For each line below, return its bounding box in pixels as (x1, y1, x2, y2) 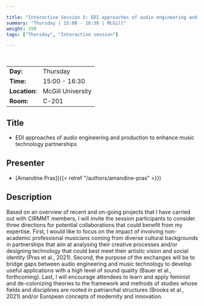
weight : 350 (6, 26, 37, 32)
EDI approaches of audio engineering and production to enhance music (15, 134, 195, 141)
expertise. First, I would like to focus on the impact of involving (6, 227, 164, 235)
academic (6, 234, 32, 241)
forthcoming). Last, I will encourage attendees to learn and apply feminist (6, 273, 191, 280)
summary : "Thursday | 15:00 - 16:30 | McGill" (6, 20, 127, 26)
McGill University (42, 87, 92, 95)
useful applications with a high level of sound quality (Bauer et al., (6, 266, 172, 274)
